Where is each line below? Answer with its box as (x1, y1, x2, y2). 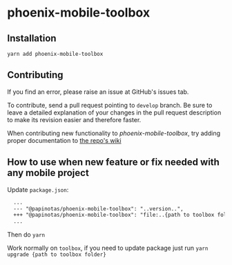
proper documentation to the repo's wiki (7, 136, 122, 144)
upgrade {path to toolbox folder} (7, 251, 107, 258)
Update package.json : (7, 185, 69, 194)
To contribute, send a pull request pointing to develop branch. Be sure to (7, 101, 213, 109)
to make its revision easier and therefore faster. (7, 115, 142, 124)
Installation (7, 32, 57, 44)
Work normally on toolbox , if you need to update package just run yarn (7, 244, 209, 253)
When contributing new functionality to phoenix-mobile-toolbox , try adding (7, 129, 221, 137)
